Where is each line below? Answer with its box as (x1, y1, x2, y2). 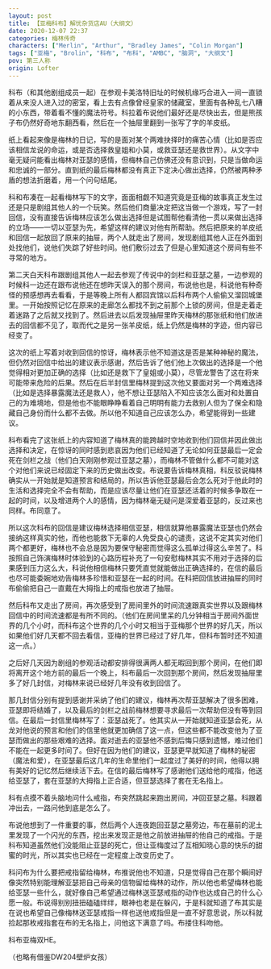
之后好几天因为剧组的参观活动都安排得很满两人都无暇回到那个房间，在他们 (8, 658, 256, 667)
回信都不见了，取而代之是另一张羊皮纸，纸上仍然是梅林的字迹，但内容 (22, 320, 256, 330)
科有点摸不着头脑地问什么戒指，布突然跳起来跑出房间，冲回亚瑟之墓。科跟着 (8, 792, 263, 802)
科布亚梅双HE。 (8, 934, 60, 944)
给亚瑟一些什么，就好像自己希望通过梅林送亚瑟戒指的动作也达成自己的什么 (8, 888, 256, 897)
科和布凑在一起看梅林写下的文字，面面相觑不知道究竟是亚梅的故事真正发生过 (8, 192, 263, 202)
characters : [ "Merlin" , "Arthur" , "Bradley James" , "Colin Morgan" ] (8, 42, 244, 50)
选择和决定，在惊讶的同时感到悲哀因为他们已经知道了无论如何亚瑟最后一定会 (8, 445, 263, 455)
